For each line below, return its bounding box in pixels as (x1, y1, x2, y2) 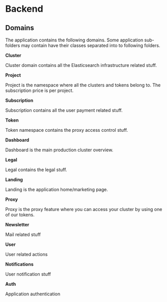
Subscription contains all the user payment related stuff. (5, 107, 123, 113)
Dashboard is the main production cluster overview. (5, 147, 114, 153)
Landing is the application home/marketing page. (5, 187, 108, 192)
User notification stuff (5, 271, 51, 277)
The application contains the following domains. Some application (5, 37, 144, 43)
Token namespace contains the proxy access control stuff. (5, 127, 128, 133)
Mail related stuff (5, 231, 41, 238)
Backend (5, 3, 43, 15)
